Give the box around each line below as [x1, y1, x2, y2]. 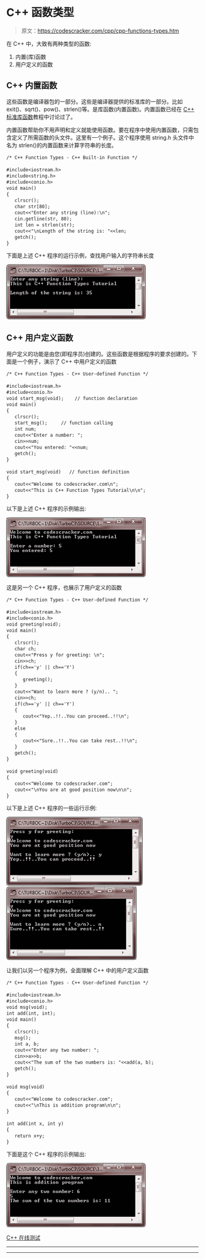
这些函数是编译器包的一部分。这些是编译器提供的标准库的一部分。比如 [6, 97, 183, 105]
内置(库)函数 [15, 53, 47, 60]
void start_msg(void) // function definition [6, 469, 130, 475]
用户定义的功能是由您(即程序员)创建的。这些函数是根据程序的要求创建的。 [6, 350, 192, 357]
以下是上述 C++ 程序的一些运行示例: [6, 804, 97, 812]
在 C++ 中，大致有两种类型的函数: [6, 40, 92, 47]
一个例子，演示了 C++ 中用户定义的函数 [16, 358, 117, 365]
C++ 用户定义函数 [6, 333, 74, 343]
